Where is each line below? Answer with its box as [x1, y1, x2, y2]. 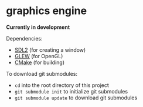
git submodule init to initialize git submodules [14, 88, 128, 95]
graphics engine [6, 4, 87, 18]
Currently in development [6, 24, 70, 31]
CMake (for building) [14, 59, 65, 66]
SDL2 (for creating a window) [14, 46, 86, 53]
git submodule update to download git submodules [14, 94, 138, 101]
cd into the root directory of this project [14, 81, 110, 89]
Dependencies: [6, 35, 43, 42]
